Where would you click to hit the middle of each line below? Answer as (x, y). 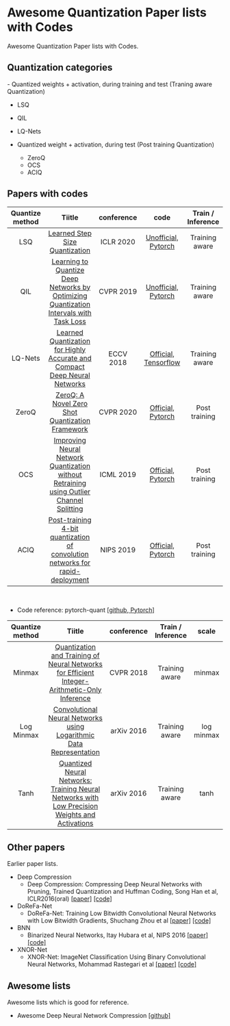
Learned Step (70, 233)
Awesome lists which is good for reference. (68, 1002)
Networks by (70, 287)
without (70, 474)
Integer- (75, 681)
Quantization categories (60, 67)
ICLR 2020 (118, 242)
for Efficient (75, 672)
